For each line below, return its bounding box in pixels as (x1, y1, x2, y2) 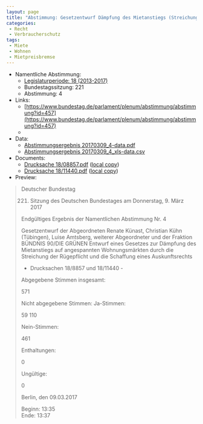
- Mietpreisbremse (8, 54, 56, 60)
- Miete (8, 43, 28, 49)
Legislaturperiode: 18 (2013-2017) (24, 77, 108, 84)
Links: (14, 96, 30, 104)
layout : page (6, 8, 39, 15)
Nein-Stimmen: (21, 323, 59, 330)
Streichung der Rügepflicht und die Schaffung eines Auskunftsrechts (21, 253, 193, 260)
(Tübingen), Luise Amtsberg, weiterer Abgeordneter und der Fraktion (21, 233, 193, 240)
